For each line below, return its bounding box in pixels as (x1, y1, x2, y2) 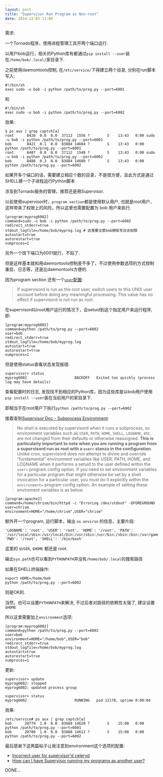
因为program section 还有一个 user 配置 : (5, 277, 83, 283)
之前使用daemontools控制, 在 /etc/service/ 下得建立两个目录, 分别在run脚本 (5, 67, 156, 73)
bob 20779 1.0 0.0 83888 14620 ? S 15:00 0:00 (5, 721, 145, 726)
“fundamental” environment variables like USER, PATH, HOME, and (16, 456, 150, 462)
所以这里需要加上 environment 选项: (5, 614, 73, 620)
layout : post (5, 7, 32, 12)
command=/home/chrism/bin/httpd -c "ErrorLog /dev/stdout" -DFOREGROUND (5, 501, 155, 506)
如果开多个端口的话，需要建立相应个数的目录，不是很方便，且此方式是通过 (5, 172, 154, 178)
